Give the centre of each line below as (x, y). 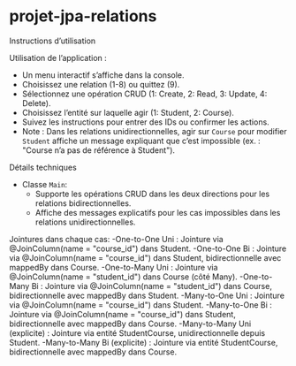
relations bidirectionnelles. (83, 203)
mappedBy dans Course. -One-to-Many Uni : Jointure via (114, 267)
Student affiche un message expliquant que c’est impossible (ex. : (141, 141)
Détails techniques (43, 167)
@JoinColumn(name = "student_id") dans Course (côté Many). (124, 277)
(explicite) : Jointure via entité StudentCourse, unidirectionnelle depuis (137, 332)
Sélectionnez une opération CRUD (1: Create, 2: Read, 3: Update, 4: (144, 94)
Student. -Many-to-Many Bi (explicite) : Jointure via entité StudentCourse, (144, 342)
